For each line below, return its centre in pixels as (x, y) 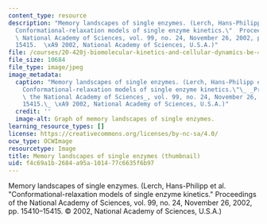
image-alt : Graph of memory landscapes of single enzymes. (115, 119)
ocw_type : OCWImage (41, 141)
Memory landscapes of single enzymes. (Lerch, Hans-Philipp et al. (117, 186)
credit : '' (33, 112)
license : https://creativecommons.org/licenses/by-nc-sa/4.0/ (113, 133)
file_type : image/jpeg (46, 68)
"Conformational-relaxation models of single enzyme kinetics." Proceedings (132, 195)
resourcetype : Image (43, 149)
